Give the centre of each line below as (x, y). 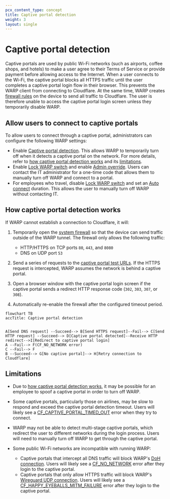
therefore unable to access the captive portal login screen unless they (78, 102)
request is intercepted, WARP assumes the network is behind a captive (87, 268)
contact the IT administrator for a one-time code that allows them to (83, 172)
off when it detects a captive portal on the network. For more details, (84, 156)
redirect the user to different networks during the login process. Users (86, 433)
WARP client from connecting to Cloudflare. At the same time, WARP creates (85, 91)
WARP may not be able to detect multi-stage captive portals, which (83, 428)
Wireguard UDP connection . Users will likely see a (73, 480)
